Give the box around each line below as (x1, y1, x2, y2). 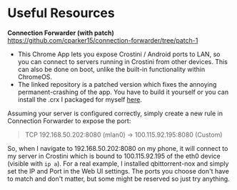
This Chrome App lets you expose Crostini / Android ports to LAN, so (17, 50, 221, 58)
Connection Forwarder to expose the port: (7, 116, 131, 125)
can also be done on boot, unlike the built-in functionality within (17, 65, 206, 73)
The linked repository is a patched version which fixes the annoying (17, 80, 217, 88)
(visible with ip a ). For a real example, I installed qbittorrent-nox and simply (7, 159, 229, 168)
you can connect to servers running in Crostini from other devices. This (17, 57, 228, 65)
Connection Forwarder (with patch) (7, 28, 114, 37)
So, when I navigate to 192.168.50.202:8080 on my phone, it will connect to (7, 144, 228, 152)
